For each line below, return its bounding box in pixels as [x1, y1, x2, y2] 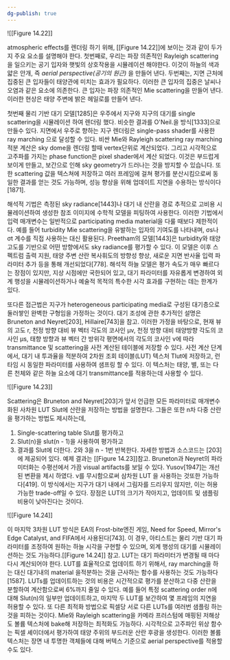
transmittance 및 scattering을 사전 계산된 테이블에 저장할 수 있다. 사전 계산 [7, 343, 209, 351]
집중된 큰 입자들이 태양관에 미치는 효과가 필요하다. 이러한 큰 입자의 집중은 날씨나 [7, 77, 222, 86]
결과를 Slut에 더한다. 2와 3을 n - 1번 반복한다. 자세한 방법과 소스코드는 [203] [16, 446, 222, 454]
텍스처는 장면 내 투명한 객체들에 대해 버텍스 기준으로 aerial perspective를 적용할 [7, 637, 223, 645]
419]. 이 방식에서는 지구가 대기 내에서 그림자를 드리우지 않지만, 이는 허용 [25, 480, 218, 488]
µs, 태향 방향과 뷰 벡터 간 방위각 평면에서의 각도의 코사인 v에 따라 [19, 334, 194, 343]
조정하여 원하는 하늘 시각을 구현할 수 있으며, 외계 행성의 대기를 [30, 542, 198, 550]
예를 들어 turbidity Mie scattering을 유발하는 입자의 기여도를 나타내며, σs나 [16, 225, 219, 234]
